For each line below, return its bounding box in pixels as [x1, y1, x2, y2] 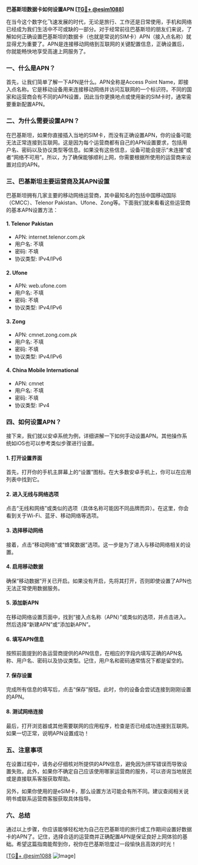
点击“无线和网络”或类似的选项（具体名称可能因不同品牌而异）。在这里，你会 [6, 505, 189, 512]
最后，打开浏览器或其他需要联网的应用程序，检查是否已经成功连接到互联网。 [6, 722, 192, 729]
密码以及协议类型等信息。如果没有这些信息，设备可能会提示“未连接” [21, 146, 187, 153]
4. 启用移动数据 [6, 563, 44, 570]
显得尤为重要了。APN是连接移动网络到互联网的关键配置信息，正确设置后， [6, 41, 187, 47]
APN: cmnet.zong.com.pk [14, 331, 77, 338]
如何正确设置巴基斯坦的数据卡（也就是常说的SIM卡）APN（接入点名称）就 [11, 33, 192, 40]
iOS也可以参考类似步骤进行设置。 [16, 440, 98, 446]
